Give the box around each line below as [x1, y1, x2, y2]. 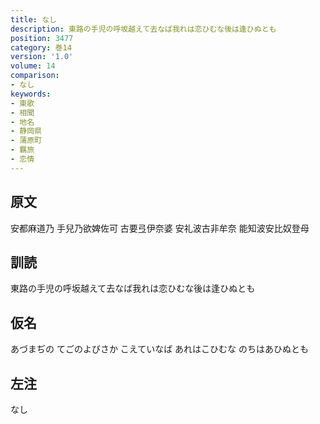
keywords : [10, 89, 52, 99]
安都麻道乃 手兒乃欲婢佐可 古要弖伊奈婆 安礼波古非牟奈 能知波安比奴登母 [10, 222, 310, 234]
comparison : [10, 71, 60, 81]
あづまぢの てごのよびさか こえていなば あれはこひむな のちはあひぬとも [10, 343, 310, 355]
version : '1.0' [10, 52, 74, 62]
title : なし [10, 14, 57, 25]
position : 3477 [10, 33, 74, 43]
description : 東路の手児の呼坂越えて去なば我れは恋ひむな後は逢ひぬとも [10, 24, 277, 34]
